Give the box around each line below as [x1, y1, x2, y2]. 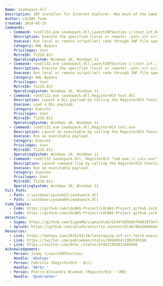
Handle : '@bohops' [14, 256, 51, 261]
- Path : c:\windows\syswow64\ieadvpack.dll [9, 197, 98, 202]
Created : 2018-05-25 [5, 20, 47, 26]
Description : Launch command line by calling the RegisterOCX [14, 161, 142, 166]
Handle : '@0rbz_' [14, 265, 49, 270]
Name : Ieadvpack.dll [5, 7, 47, 12]
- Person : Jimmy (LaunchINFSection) [9, 251, 83, 256]
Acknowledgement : [5, 247, 40, 252]
